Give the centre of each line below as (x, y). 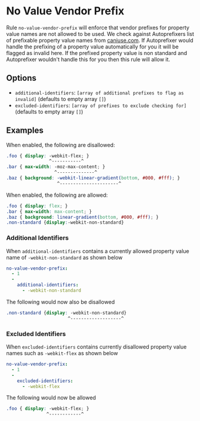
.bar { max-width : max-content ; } (49, 211)
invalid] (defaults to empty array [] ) (60, 99)
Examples (25, 131)
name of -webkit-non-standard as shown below (64, 257)
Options (21, 78)
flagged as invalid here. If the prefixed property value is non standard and (97, 53)
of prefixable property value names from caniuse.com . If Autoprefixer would (100, 40)
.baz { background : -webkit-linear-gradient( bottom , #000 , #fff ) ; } (93, 178)
